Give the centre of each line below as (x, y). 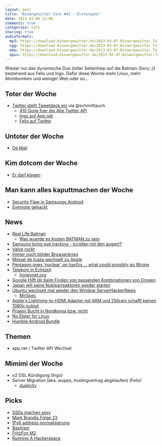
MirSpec (28, 296)
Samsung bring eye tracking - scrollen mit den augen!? (67, 244)
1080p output (25, 306)
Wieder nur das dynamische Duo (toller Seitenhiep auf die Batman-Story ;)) (80, 68)
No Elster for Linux (31, 316)
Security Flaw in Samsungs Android (48, 202)
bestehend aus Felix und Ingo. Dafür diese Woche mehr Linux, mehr (73, 74)
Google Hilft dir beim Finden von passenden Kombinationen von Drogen (84, 280)
